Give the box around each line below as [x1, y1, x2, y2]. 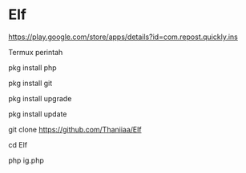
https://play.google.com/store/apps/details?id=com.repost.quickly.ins [8, 32, 238, 41]
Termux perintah [8, 47, 63, 57]
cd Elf [8, 140, 28, 149]
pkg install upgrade [8, 93, 72, 103]
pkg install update [8, 109, 67, 119]
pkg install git [8, 78, 53, 88]
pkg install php [8, 62, 58, 73]
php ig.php [8, 155, 44, 165]
